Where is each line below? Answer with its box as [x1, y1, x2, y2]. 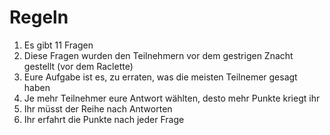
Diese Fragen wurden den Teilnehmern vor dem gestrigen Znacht [23, 49, 294, 61]
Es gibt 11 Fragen [23, 39, 94, 51]
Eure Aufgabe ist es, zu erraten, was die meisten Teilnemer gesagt [23, 71, 298, 83]
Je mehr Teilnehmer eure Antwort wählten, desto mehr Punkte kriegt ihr [23, 92, 321, 104]
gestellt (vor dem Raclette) [23, 60, 134, 72]
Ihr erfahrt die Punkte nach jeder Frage [23, 113, 185, 125]
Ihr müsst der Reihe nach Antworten [23, 102, 173, 115]
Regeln [9, 6, 69, 29]
